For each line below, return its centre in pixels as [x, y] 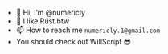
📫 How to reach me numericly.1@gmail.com [88, 30]
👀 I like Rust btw [43, 21]
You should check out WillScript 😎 [73, 42]
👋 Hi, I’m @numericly [51, 12]
